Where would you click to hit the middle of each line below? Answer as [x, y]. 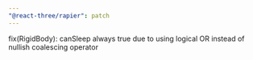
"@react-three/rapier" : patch [59, 16]
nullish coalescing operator [54, 47]
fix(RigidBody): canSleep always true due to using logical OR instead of [126, 38]
